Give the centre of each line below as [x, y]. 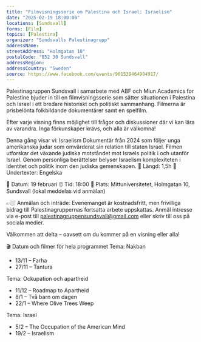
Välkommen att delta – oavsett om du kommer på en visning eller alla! [93, 235]
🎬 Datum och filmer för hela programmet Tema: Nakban [76, 247]
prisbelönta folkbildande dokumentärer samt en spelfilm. [77, 110]
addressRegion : [26, 62]
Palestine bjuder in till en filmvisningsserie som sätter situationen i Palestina [101, 98]
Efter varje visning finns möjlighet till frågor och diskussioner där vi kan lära [101, 122]
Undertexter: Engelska [34, 173]
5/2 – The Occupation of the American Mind [70, 327]
